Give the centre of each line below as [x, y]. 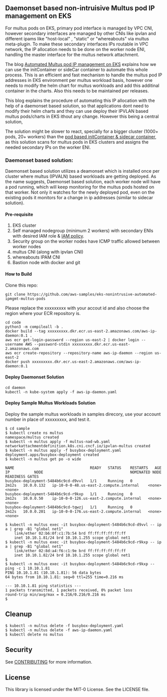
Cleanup [19, 614]
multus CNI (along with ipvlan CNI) [48, 252]
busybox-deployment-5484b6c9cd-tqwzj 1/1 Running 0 [69, 507]
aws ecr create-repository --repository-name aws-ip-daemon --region [79, 353]
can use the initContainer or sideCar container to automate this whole [77, 69]
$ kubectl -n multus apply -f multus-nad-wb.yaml [58, 441]
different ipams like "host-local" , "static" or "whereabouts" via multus [77, 38]
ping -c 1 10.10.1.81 [28, 568]
